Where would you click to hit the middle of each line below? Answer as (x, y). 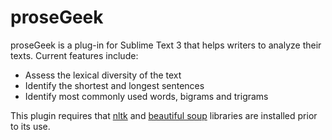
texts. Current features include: (74, 55)
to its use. (30, 126)
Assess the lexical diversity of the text (103, 75)
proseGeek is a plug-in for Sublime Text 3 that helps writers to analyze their (166, 45)
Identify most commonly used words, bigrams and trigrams (146, 96)
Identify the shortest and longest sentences (114, 85)
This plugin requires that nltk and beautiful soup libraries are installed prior (164, 115)
